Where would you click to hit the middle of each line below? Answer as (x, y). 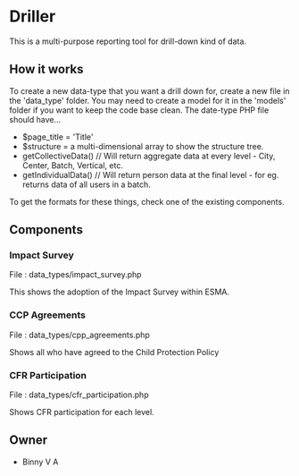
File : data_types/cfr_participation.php (79, 395)
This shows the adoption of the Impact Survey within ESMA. (120, 292)
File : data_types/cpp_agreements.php (79, 335)
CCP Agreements (48, 315)
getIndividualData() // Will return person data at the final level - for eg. (150, 174)
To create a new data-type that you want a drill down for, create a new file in (149, 90)
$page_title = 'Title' (58, 137)
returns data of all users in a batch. (87, 184)
